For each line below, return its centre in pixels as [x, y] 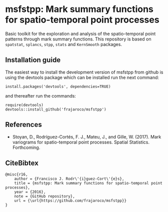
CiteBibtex [22, 163]
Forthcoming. [26, 147]
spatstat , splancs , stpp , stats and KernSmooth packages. [64, 44]
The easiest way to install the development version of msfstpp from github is [84, 72]
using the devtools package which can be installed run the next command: [82, 77]
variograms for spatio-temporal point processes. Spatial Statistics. [81, 142]
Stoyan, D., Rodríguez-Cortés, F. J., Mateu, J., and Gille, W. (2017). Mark [87, 136]
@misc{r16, [17, 174]
